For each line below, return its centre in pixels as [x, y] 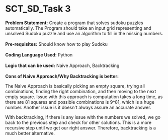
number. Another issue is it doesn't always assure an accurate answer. [78, 107]
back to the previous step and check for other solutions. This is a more [78, 122]
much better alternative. [30, 133]
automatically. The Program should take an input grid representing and [78, 28]
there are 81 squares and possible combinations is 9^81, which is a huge [80, 102]
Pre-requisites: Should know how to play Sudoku [57, 44]
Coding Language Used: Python [39, 55]
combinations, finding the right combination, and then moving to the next [81, 91]
